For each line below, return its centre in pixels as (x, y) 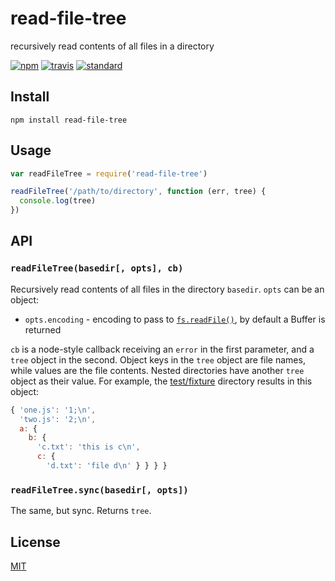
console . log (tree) (58, 201)
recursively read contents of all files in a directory (112, 46)
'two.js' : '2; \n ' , (58, 419)
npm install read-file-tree (69, 120)
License (35, 542)
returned (43, 329)
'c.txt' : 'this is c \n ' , (88, 447)
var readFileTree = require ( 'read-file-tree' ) (109, 173)
